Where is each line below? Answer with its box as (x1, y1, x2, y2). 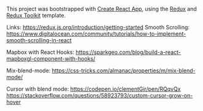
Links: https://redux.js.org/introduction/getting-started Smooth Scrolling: (6, 24, 190, 31)
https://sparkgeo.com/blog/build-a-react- (75, 48, 181, 56)
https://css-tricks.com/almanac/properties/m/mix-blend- (52, 67, 196, 74)
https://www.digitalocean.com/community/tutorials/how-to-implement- (6, 30, 186, 37)
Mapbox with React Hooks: (6, 48, 75, 56)
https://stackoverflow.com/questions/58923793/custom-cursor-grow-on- (6, 92, 193, 99)
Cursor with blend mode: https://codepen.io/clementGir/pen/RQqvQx (6, 85, 181, 93)
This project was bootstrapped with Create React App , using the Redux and (6, 6, 197, 12)
